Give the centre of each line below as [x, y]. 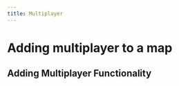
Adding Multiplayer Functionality [79, 74]
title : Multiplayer [35, 14]
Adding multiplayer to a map [90, 48]
